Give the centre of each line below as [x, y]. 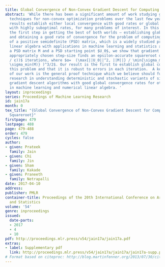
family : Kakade [25, 170]
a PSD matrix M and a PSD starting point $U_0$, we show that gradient [84, 51]
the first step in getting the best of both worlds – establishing [80, 33]
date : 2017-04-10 [23, 184]
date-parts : [22, 220]
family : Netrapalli [29, 179]
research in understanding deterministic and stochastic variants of [82, 78]
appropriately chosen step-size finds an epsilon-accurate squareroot [83, 55]
